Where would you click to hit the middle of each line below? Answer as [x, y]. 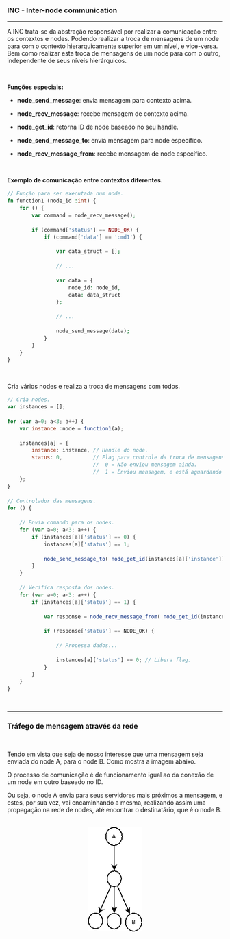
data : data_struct [94, 295]
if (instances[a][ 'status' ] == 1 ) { [84, 602]
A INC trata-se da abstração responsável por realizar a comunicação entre [112, 32]
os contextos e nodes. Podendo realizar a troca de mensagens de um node [113, 39]
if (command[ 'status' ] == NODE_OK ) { [85, 230]
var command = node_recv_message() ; [84, 215]
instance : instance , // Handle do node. [90, 450]
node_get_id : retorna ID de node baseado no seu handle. [98, 127]
